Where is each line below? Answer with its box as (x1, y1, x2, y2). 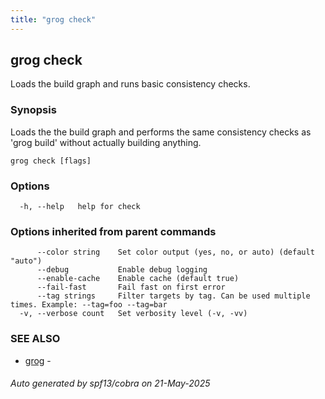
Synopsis (10, 103, 57, 117)
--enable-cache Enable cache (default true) (36, 274, 240, 284)
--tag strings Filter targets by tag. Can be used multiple (36, 291, 311, 301)
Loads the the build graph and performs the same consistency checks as (10, 126, 312, 138)
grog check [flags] (10, 156, 92, 166)
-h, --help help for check (19, 202, 141, 212)
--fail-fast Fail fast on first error (36, 282, 226, 293)
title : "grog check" (10, 14, 97, 25)
